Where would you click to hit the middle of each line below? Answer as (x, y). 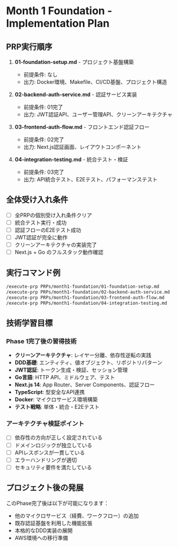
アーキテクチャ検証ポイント (45, 424)
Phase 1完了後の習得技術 (41, 341)
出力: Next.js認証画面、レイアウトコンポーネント (83, 147)
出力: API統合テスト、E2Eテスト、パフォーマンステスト (90, 179)
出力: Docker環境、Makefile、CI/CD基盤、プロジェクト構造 (95, 82)
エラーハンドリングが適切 (46, 460)
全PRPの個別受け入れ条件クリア (53, 215)
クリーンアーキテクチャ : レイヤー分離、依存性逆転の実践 (83, 355)
